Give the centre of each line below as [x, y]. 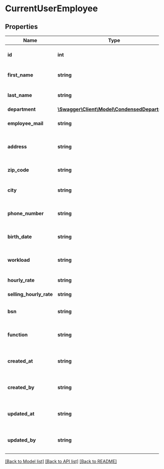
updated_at [21, 414]
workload [19, 260]
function [18, 335]
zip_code [18, 170]
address [17, 147]
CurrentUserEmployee [51, 9]
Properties [21, 27]
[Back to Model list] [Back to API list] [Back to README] [61, 461]
